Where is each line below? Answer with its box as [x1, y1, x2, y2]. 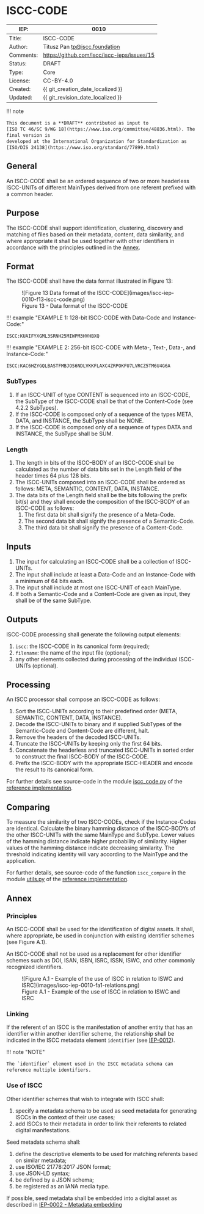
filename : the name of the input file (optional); [15, 649, 131, 656]
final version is [6, 132, 51, 138]
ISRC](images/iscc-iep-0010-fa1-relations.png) [21, 981, 140, 989]
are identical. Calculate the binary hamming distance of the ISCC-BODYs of [6, 825, 195, 832]
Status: [9, 60, 27, 67]
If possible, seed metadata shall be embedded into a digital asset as [6, 1194, 177, 1202]
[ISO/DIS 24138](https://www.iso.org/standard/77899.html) [6, 144, 160, 150]
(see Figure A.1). [6, 938, 47, 945]
